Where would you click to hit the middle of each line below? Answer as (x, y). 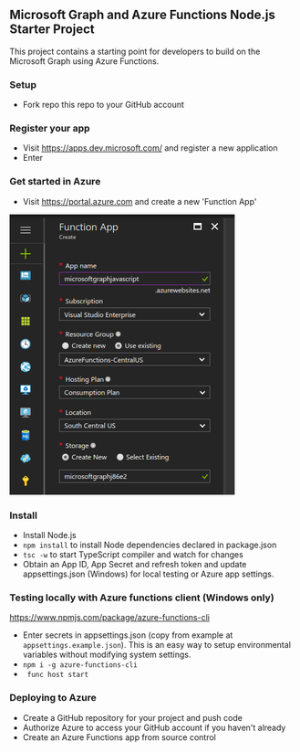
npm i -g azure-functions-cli (80, 665)
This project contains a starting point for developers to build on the (135, 51)
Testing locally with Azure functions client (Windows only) (142, 598)
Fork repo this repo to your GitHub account (103, 105)
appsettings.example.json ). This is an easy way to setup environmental (157, 645)
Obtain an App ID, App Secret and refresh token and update (134, 564)
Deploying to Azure (53, 698)
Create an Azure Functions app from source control (119, 737)
